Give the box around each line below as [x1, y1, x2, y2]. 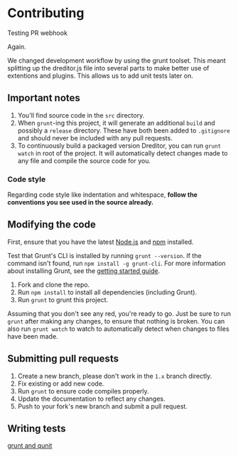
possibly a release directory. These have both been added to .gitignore [17, 126, 230, 135]
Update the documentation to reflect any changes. [17, 394, 166, 403]
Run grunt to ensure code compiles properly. [17, 386, 149, 395]
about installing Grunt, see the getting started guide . [7, 266, 161, 275]
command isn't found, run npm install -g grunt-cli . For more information [7, 259, 226, 267]
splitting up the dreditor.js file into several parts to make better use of [7, 63, 210, 72]
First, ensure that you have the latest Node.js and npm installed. [7, 237, 194, 246]
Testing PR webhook [7, 29, 67, 37]
